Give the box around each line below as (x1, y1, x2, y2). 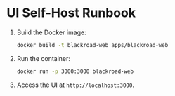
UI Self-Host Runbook (6, 5, 136, 21)
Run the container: (16, 54, 71, 62)
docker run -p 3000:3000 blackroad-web (16, 68, 134, 75)
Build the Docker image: (16, 28, 87, 36)
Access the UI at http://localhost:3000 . (16, 81, 135, 89)
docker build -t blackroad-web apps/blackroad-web (16, 41, 169, 48)
